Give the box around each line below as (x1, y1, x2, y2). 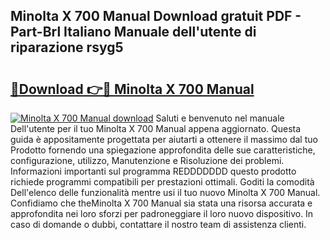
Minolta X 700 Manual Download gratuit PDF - (10, 8, 302, 25)
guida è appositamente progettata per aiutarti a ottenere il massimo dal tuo (10, 134, 318, 145)
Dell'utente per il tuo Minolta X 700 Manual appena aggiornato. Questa (10, 123, 302, 134)
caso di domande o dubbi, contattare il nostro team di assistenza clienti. (10, 219, 307, 230)
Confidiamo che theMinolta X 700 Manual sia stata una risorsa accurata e (10, 197, 313, 209)
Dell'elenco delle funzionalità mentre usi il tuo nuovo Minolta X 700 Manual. (10, 187, 321, 198)
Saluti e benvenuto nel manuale (155, 112, 285, 124)
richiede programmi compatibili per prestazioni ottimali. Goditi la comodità (10, 176, 315, 188)
